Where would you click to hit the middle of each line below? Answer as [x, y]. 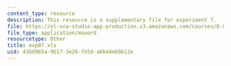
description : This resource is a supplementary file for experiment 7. [112, 20]
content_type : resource [41, 13]
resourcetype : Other [37, 39]
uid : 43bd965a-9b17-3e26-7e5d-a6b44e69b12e [70, 52]
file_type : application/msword [52, 33]
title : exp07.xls [32, 45]
